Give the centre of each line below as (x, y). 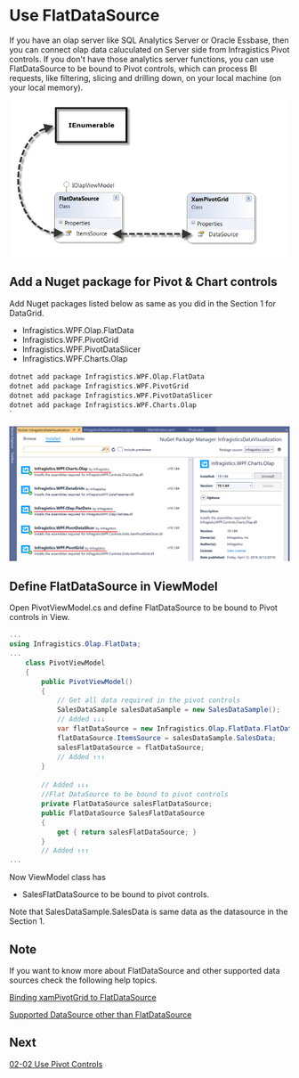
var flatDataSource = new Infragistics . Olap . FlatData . (161, 729)
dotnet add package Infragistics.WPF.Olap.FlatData (107, 376)
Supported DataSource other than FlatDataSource (101, 1014)
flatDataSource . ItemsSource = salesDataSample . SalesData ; (166, 738)
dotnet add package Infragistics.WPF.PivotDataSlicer (111, 396)
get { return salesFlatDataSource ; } (127, 832)
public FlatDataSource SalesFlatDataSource (123, 813)
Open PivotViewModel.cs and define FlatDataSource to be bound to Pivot (144, 608)
